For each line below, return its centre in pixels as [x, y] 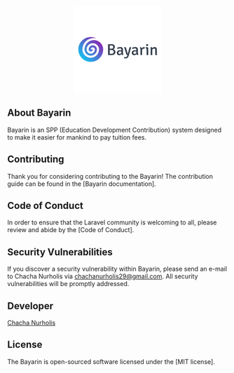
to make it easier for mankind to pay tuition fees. [77, 137]
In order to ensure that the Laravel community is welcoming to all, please [112, 222]
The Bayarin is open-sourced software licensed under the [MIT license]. [111, 361]
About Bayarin [39, 113]
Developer [30, 306]
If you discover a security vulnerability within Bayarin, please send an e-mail [117, 269]
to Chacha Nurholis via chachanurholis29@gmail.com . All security [103, 276]
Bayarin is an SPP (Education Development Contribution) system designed [115, 130]
